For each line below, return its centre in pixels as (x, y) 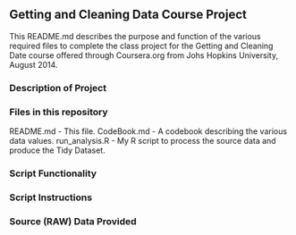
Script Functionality (53, 173)
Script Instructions (51, 197)
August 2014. (34, 64)
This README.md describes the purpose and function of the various (135, 36)
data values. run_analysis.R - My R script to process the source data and (143, 141)
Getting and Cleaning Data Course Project (128, 15)
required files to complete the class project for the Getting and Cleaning (141, 46)
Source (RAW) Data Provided (73, 221)
